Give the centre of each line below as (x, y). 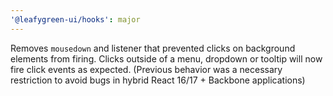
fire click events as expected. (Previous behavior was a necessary (146, 69)
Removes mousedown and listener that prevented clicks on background (153, 48)
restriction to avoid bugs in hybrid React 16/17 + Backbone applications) (158, 80)
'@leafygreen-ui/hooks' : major (75, 19)
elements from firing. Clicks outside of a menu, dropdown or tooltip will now (166, 58)
